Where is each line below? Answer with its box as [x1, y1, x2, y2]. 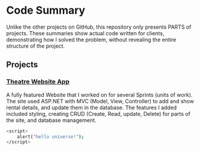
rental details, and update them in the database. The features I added [6, 104, 177, 111]
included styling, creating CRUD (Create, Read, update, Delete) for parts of [6, 110, 190, 117]
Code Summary [6, 4, 86, 17]
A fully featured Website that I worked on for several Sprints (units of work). [6, 91, 193, 98]
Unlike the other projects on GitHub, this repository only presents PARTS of [6, 23, 192, 30]
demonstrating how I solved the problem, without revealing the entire [6, 36, 177, 43]
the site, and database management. [6, 116, 97, 124]
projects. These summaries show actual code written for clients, [6, 29, 165, 36]
